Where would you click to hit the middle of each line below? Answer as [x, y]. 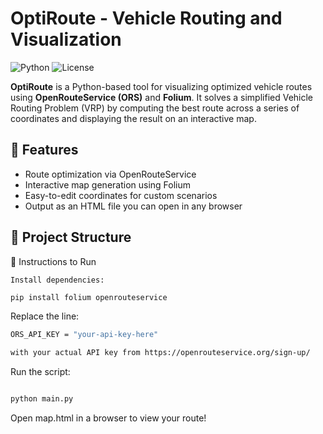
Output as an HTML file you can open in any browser [133, 206]
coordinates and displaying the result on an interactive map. [133, 118]
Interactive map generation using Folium [108, 184]
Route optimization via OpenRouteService [110, 174]
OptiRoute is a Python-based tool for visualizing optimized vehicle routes [161, 86]
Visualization [66, 39]
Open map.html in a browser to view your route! [108, 418]
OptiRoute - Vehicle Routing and [146, 18]
